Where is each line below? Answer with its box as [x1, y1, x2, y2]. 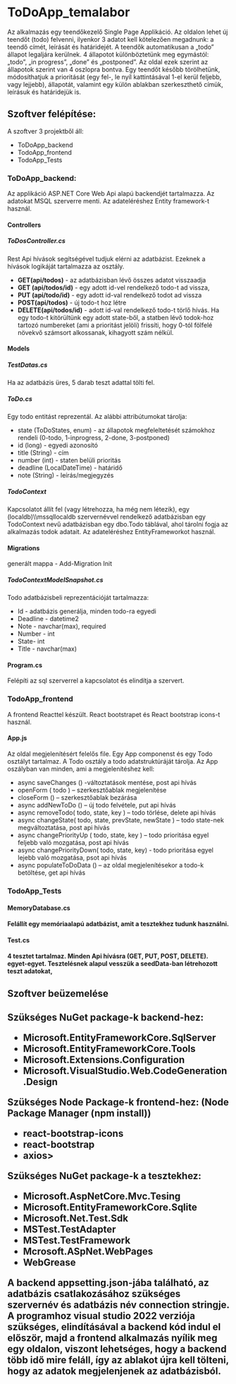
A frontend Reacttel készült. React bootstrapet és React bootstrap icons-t [7, 710, 221, 718]
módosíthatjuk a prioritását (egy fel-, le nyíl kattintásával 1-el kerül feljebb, [7, 72, 222, 81]
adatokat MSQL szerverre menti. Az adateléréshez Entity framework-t [7, 197, 210, 206]
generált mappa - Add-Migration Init [7, 560, 113, 568]
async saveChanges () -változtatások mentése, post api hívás [17, 778, 197, 786]
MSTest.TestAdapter [23, 1224, 116, 1236]
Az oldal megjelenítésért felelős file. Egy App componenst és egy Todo [7, 750, 213, 758]
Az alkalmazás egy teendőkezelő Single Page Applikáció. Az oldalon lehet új [7, 28, 228, 36]
